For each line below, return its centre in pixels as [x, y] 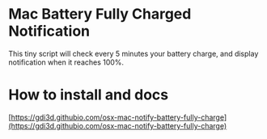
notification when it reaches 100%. [66, 62]
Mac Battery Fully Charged [100, 14]
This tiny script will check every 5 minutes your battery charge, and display [133, 53]
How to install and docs [89, 95]
